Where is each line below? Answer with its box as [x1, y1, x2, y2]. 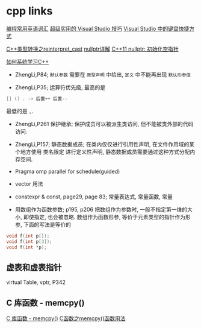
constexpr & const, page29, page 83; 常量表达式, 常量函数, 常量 [14, 193, 173, 200]
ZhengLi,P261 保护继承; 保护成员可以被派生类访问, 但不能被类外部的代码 [14, 120, 194, 127]
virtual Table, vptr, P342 [6, 279, 66, 286]
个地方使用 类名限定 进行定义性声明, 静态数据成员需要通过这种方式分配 [14, 148, 190, 155]
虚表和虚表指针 [6, 262, 62, 273]
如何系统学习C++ [6, 58, 49, 65]
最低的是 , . [6, 107, 34, 115]
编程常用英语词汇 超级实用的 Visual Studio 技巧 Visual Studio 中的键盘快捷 [6, 25, 190, 32]
